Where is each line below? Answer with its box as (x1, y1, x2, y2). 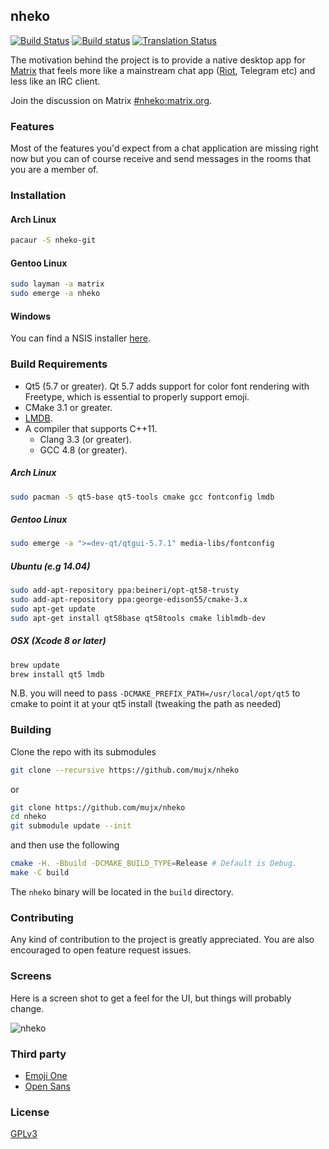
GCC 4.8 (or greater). (39, 444, 128, 456)
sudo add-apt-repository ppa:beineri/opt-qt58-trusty (10, 585, 240, 596)
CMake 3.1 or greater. (24, 401, 113, 413)
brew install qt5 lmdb (10, 669, 105, 679)
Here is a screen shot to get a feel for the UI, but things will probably (10, 992, 292, 1004)
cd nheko (10, 812, 47, 822)
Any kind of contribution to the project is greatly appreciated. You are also (10, 934, 315, 946)
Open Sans (24, 1080, 71, 1092)
